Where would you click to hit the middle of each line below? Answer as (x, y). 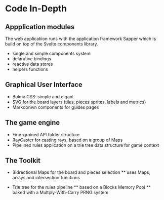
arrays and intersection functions (46, 178)
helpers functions (30, 69)
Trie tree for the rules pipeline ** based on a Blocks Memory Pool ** (82, 187)
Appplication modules (40, 27)
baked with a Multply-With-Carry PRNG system (60, 193)
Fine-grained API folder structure (46, 134)
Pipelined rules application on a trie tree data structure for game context (86, 145)
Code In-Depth (36, 9)
